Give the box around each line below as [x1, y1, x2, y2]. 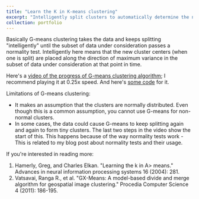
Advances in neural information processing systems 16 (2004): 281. [14, 168, 179, 175]
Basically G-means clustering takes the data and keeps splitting [6, 36, 162, 43]
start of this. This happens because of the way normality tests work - [14, 133, 184, 140]
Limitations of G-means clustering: [6, 90, 91, 97]
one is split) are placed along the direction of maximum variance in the [6, 54, 178, 62]
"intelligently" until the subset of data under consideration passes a [6, 42, 171, 49]
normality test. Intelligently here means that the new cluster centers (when [6, 48, 188, 56]
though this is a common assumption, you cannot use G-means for [14, 107, 178, 115]
